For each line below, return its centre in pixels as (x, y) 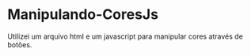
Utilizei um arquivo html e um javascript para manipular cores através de (125, 36)
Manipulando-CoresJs (83, 15)
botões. (20, 44)
